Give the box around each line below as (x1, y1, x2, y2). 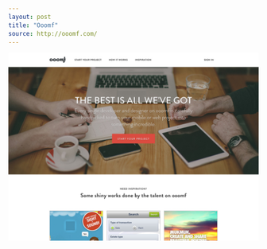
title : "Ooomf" (8, 21, 59, 29)
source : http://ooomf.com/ (8, 29, 98, 37)
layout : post (8, 13, 52, 21)
